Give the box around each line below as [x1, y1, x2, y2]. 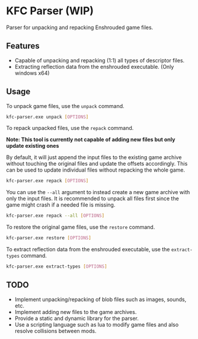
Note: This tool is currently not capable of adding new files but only [6, 136, 175, 143]
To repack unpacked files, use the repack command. [6, 125, 134, 132]
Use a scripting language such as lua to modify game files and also [14, 321, 179, 328]
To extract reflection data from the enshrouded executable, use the [6, 246, 170, 253]
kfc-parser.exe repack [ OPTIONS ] [6, 178, 89, 184]
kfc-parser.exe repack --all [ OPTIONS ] [6, 213, 105, 219]
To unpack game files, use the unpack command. [6, 102, 124, 109]
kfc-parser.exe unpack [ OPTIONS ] [6, 114, 89, 120]
